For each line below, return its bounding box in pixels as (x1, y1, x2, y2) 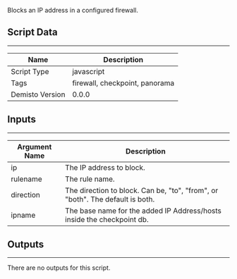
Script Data (7, 26, 58, 38)
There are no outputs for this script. (7, 263, 111, 272)
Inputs (7, 113, 37, 125)
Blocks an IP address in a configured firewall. (7, 6, 139, 14)
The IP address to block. (64, 162, 146, 172)
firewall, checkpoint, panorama (72, 77, 175, 87)
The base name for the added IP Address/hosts (64, 206, 222, 216)
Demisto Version (11, 89, 66, 99)
